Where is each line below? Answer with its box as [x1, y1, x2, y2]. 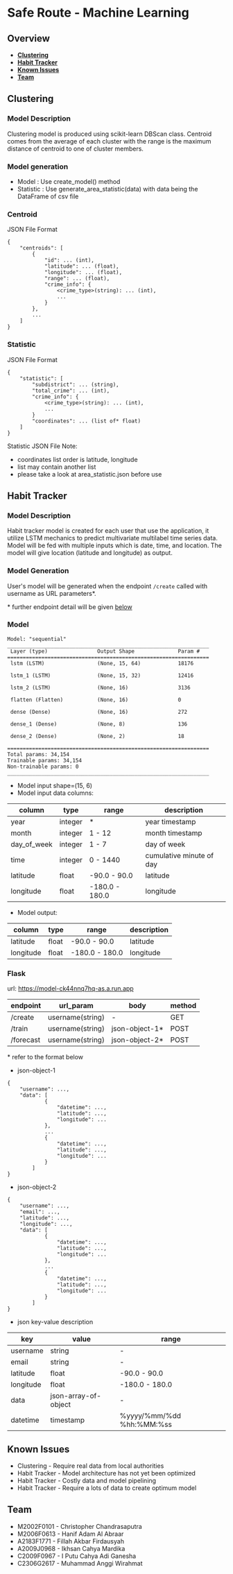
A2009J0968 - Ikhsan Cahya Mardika [17, 1544, 126, 1552]
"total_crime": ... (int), [32, 387, 110, 394]
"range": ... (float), [44, 275, 110, 282]
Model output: [17, 908, 58, 916]
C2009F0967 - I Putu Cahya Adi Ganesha [17, 1552, 137, 1560]
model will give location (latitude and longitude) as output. [7, 549, 173, 557]
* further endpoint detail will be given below [7, 602, 133, 611]
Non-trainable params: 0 [7, 763, 79, 770]
